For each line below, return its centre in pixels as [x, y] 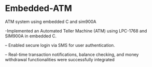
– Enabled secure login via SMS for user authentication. [60, 45]
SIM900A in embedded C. [31, 36]
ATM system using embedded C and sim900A [51, 22]
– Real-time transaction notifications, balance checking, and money [72, 54]
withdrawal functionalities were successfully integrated [60, 59]
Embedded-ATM [39, 8]
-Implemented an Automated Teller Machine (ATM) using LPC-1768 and [76, 31]
